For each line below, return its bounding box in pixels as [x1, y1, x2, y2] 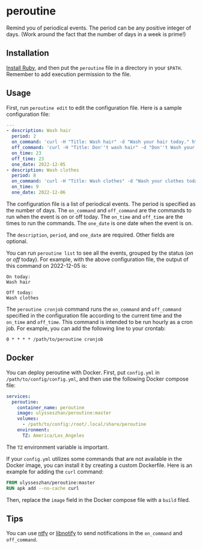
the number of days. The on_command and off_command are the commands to [6, 206, 192, 214]
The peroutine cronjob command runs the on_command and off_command [6, 305, 182, 313]
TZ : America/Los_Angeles [22, 433, 85, 439]
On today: [6, 273, 31, 280]
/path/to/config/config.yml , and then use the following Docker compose [6, 375, 189, 382]
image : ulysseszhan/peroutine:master [17, 410, 112, 416]
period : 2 [11, 133, 36, 139]
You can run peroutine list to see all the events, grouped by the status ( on [6, 249, 194, 256]
